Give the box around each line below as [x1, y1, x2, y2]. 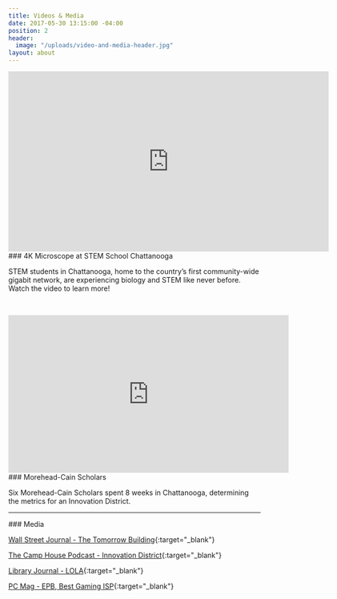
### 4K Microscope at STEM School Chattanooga [8, 251, 174, 260]
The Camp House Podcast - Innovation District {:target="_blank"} [8, 550, 223, 560]
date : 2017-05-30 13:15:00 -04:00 [8, 19, 124, 27]
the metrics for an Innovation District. [8, 496, 131, 505]
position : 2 [8, 26, 48, 34]
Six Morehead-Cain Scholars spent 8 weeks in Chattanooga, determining [8, 488, 250, 497]
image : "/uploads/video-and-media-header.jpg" [15, 42, 174, 50]
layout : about [8, 49, 56, 57]
